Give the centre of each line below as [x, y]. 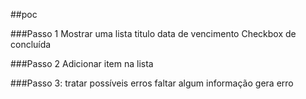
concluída [31, 44]
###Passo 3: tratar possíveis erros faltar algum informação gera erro [152, 83]
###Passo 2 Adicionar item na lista [82, 63]
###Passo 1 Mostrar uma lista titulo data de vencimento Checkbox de [153, 33]
